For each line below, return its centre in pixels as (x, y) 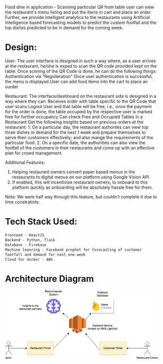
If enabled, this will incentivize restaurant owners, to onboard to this (80, 182)
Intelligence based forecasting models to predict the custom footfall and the (81, 22)
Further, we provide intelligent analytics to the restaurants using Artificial (78, 17)
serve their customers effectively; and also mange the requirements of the (79, 137)
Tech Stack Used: (41, 222)
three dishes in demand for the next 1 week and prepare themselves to (75, 132)
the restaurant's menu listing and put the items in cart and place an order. (78, 12)
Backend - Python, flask (30, 240)
